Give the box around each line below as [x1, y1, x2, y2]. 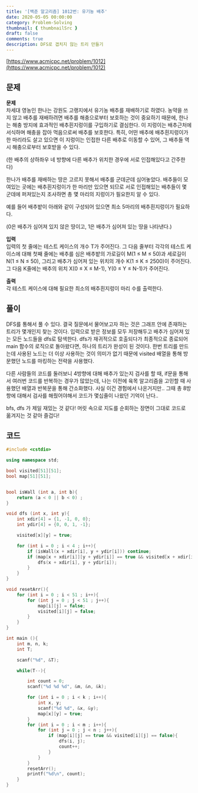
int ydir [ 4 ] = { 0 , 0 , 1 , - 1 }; [16, 522, 91, 528]
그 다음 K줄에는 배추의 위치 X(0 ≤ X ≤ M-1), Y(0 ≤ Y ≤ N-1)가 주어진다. [6, 265, 170, 272]
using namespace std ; [6, 457, 60, 463]
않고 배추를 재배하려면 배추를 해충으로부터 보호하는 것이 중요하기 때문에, [12, 114, 178, 121]
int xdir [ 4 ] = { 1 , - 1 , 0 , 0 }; [16, 516, 91, 522]
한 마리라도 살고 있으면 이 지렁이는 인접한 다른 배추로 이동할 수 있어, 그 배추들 [6, 136, 184, 143]
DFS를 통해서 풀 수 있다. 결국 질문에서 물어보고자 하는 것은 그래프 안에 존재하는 [6, 320, 187, 328]
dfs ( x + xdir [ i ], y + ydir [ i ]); [37, 559, 117, 566]
